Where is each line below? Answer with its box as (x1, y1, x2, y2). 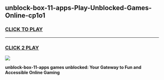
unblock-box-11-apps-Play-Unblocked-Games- (5, 4, 152, 12)
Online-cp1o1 (5, 12, 45, 20)
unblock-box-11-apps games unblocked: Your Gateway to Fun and (5, 64, 142, 70)
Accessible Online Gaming (5, 69, 60, 75)
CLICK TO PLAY (5, 26, 43, 33)
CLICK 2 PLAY (5, 44, 39, 51)
